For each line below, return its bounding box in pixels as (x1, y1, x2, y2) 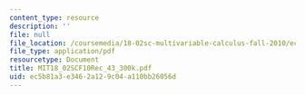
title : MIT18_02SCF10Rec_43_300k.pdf (9, 64, 152, 73)
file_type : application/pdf (9, 47, 116, 56)
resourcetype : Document (9, 55, 100, 64)
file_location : (9, 38, 67, 48)
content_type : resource (9, 13, 100, 23)
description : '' (9, 22, 71, 31)
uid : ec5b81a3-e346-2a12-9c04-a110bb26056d (9, 72, 177, 81)
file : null (9, 30, 51, 39)
